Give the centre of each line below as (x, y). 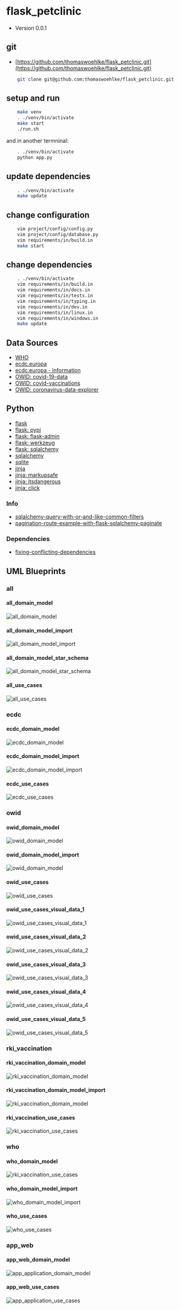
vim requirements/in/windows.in (58, 318)
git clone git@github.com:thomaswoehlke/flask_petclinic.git (95, 79)
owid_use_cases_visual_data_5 (46, 1019)
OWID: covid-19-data (41, 377)
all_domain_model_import (40, 630)
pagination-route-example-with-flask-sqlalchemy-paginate (88, 523)
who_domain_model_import (42, 1189)
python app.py (35, 157)
